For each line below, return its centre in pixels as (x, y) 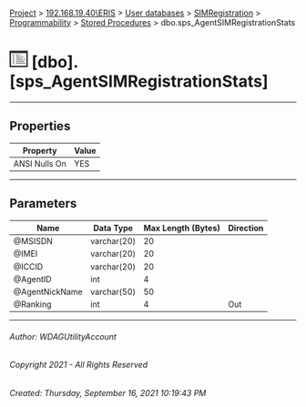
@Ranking (32, 304)
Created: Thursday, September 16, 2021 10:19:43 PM (108, 392)
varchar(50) (113, 292)
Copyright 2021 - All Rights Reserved (79, 365)
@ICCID (28, 266)
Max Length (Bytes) (182, 228)
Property (40, 150)
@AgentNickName (48, 292)
